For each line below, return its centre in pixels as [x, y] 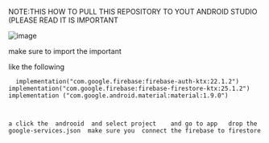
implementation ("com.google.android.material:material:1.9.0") [118, 96]
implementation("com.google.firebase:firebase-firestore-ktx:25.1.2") [129, 88]
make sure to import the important [65, 51]
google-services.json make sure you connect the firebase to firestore [135, 131]
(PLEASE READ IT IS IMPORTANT [64, 20]
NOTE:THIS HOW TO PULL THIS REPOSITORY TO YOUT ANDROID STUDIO [133, 12]
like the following [37, 67]
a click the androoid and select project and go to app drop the [133, 124]
